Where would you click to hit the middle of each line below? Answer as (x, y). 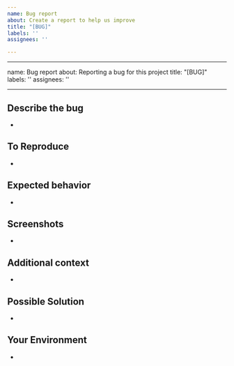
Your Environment (47, 340)
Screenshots (36, 224)
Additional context (48, 262)
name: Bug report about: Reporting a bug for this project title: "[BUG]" (107, 72)
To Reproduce (38, 147)
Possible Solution (46, 302)
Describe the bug (45, 108)
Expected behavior (49, 185)
